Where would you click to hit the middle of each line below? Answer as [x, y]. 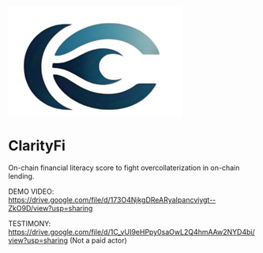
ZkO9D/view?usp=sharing [51, 208]
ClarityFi [37, 146]
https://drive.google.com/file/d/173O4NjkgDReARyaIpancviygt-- [112, 199]
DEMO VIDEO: [31, 191]
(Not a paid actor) [99, 240]
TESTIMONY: [30, 223]
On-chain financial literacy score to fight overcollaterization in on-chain [124, 168]
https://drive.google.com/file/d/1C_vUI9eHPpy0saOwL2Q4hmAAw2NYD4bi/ [131, 232]
